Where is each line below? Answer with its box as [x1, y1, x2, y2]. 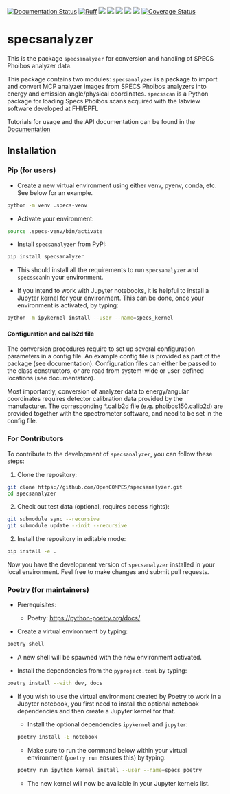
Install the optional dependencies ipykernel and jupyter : [27, 720, 188, 729]
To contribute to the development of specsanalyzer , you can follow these [7, 449, 213, 458]
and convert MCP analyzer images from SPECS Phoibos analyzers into [7, 82, 207, 90]
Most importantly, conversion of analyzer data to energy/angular [7, 387, 189, 396]
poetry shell [7, 641, 45, 648]
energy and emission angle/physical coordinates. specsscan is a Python [7, 90, 209, 98]
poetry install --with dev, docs [7, 680, 103, 687]
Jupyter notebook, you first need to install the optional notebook [16, 700, 199, 708]
